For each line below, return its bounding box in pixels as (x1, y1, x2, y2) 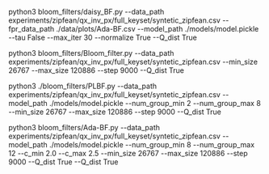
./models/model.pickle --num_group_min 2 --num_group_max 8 (49, 99, 261, 108)
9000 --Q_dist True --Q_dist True (8, 157, 119, 167)
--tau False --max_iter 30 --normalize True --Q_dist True (8, 32, 198, 42)
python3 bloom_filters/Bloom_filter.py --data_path (8, 49, 174, 57)
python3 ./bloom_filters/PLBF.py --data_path (8, 81, 158, 91)
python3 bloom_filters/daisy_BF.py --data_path (8, 7, 165, 16)
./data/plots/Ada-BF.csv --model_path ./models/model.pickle (56, 24, 259, 33)
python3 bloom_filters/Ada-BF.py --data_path (8, 123, 160, 132)
